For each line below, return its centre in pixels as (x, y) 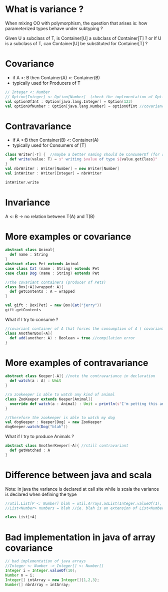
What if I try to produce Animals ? (39, 437)
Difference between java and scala (78, 475)
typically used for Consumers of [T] (49, 145)
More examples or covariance (68, 236)
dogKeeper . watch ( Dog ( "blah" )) (37, 427)
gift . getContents (23, 310)
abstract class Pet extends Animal (42, 264)
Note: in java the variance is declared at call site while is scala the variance (82, 489)
